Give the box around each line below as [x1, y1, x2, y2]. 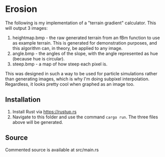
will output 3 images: [5, 25, 48, 31]
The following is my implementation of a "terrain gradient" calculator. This [5, 20, 157, 26]
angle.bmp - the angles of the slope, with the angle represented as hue [12, 51, 158, 56]
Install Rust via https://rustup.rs [12, 108, 77, 114]
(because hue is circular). [12, 55, 65, 61]
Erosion [5, 3, 37, 15]
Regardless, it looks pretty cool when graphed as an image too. [5, 81, 135, 87]
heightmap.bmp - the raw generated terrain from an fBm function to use [12, 35, 160, 41]
